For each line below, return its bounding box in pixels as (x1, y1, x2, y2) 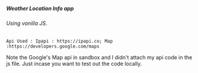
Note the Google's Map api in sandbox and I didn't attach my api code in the (6, 53, 193, 61)
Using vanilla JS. (6, 20, 48, 27)
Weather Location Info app (6, 5, 74, 12)
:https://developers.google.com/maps (6, 43, 100, 49)
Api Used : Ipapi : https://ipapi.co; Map (6, 38, 113, 44)
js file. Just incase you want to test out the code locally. (6, 60, 142, 67)
